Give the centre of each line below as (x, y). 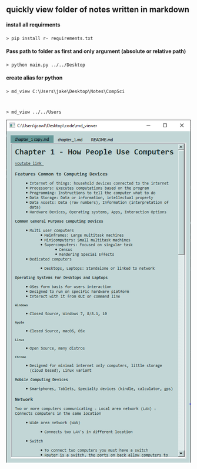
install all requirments (33, 24)
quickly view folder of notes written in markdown (98, 10)
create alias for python (34, 78)
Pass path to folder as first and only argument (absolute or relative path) (96, 51)
